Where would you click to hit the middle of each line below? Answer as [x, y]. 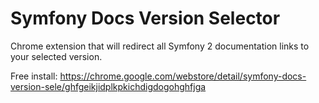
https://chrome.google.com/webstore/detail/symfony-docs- [183, 76]
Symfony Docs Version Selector [145, 18]
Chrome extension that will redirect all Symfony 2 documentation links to [160, 46]
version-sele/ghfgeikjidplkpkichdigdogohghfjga [108, 86]
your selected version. [56, 56]
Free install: [34, 76]
